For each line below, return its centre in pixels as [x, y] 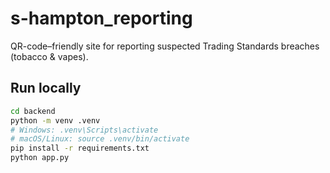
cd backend [33, 111]
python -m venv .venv [55, 120]
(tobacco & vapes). [49, 56]
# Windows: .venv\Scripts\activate [84, 130]
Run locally [46, 88]
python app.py [40, 158]
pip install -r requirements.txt [80, 148]
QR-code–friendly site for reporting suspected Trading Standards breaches [165, 46]
